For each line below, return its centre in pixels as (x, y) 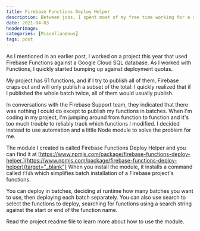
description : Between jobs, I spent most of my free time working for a (98, 17)
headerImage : (22, 28)
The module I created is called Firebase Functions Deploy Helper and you (96, 148)
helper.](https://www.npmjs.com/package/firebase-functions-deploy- (92, 160)
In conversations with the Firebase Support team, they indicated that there (97, 104)
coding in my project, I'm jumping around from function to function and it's (98, 117)
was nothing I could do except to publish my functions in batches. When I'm (99, 111)
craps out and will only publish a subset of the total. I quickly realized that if (99, 87)
